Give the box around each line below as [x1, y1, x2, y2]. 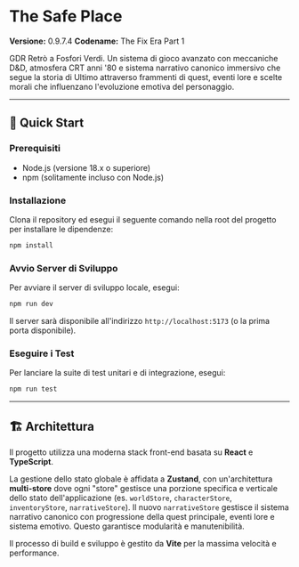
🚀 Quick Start [9, 116, 85, 131]
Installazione [9, 194, 67, 207]
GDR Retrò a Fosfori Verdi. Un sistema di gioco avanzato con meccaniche [9, 53, 279, 63]
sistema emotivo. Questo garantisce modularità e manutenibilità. [9, 521, 245, 531]
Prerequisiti [9, 142, 61, 155]
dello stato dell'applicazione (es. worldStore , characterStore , [9, 492, 233, 503]
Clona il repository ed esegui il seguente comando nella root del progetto [9, 214, 277, 224]
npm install [9, 240, 53, 250]
